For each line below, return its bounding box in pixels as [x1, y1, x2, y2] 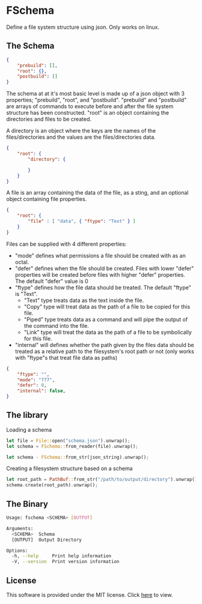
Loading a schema [6, 426, 52, 433]
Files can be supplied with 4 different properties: [6, 240, 127, 247]
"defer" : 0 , [17, 382, 47, 388]
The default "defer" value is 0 [14, 277, 88, 285]
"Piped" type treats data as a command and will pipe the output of [23, 316, 188, 323]
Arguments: [6, 525, 34, 531]
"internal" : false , [17, 388, 66, 394]
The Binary [6, 499, 48, 509]
